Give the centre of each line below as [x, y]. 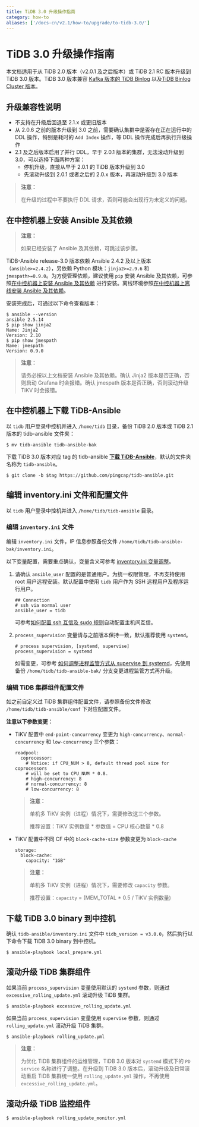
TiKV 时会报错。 [40, 390]
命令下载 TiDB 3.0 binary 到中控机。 [55, 941]
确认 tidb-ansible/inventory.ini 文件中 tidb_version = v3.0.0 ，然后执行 [97, 933]
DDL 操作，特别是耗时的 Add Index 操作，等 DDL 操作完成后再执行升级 [101, 137]
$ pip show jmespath [32, 340]
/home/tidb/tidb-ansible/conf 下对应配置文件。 [65, 709]
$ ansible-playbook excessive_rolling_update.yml [69, 1006]
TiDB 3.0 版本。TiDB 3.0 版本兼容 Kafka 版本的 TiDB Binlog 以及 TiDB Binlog [99, 79]
